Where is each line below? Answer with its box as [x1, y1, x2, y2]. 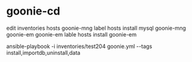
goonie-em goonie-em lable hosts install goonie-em [6, 30, 137, 38]
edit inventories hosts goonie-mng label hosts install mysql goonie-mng [6, 24, 187, 32]
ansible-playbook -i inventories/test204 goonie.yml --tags [6, 43, 152, 50]
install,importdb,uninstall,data [6, 49, 80, 56]
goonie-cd [6, 4, 60, 18]
